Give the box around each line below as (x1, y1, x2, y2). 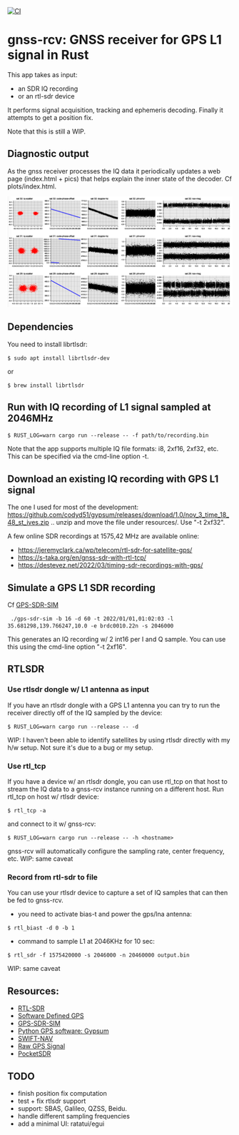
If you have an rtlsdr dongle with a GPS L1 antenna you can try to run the (7, 700, 220, 710)
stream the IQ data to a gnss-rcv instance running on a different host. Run (7, 785, 225, 794)
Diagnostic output (7, 148, 89, 160)
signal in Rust (7, 47, 89, 64)
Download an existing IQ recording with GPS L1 (7, 473, 219, 485)
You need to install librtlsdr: (7, 340, 88, 348)
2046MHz (7, 413, 54, 425)
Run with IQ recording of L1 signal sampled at (7, 401, 211, 413)
